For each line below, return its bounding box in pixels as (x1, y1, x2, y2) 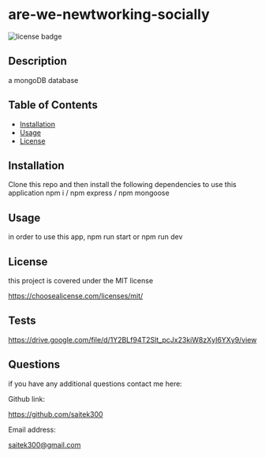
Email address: (8, 425, 57, 434)
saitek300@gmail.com (8, 440, 81, 449)
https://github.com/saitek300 (8, 409, 104, 419)
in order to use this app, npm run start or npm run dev (8, 232, 183, 242)
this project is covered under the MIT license (8, 276, 154, 285)
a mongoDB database (8, 75, 79, 84)
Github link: (8, 394, 46, 403)
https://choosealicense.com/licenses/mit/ (8, 291, 144, 301)
